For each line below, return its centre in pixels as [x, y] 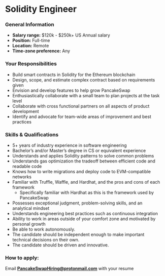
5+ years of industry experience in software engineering [69, 145]
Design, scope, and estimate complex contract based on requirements [83, 79]
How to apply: [22, 258]
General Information [30, 25]
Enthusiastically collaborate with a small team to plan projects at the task [86, 95]
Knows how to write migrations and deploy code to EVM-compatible [82, 172]
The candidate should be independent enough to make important [78, 235]
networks [22, 177]
